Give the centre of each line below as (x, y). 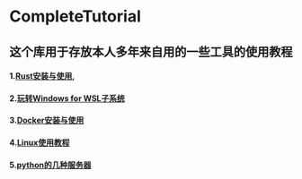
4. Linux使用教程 (40, 142)
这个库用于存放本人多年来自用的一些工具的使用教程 (151, 51)
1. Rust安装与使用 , (42, 76)
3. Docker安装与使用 (47, 120)
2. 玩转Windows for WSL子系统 (67, 98)
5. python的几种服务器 (50, 165)
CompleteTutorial (75, 17)
